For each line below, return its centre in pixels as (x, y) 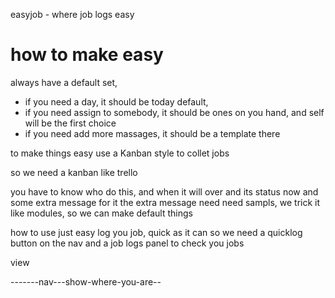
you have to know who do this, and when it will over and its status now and (164, 191)
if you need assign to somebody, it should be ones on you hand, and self (174, 112)
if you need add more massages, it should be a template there (152, 133)
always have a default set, (64, 82)
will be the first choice (70, 123)
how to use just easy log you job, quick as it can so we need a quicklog (156, 232)
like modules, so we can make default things (101, 213)
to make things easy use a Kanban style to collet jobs (120, 153)
